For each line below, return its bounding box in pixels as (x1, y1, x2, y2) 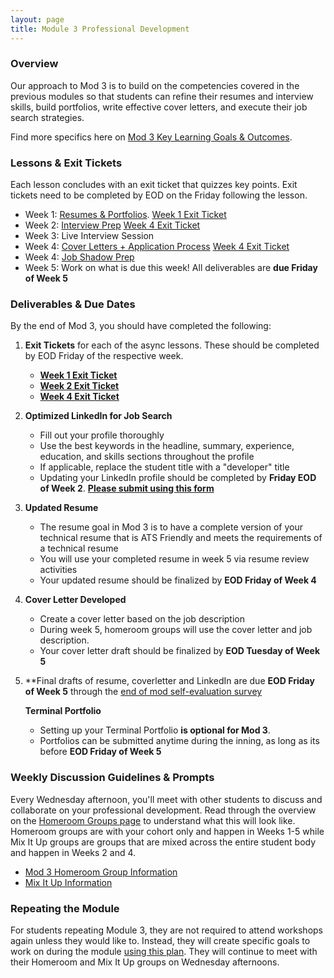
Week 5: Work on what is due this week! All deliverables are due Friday (24, 262, 318, 274)
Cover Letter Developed (24, 594, 127, 606)
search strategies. (10, 111, 85, 123)
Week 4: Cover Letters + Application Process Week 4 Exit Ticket (24, 241, 290, 253)
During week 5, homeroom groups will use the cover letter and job (39, 624, 313, 636)
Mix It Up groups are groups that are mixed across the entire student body (10, 836, 317, 848)
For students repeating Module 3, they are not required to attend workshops (10, 924, 324, 936)
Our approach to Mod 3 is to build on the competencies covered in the (10, 79, 300, 91)
